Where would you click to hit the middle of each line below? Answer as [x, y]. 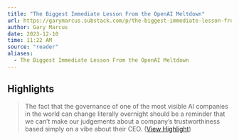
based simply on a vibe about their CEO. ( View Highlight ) [108, 129]
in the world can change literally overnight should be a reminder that [125, 114]
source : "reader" [33, 47]
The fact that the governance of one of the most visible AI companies [127, 106]
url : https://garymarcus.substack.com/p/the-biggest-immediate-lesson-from [122, 21]
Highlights [31, 89]
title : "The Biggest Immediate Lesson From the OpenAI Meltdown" [106, 14]
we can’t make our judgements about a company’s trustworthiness [122, 121]
